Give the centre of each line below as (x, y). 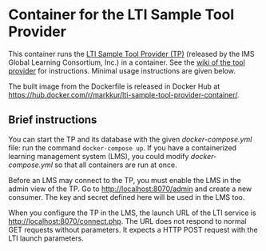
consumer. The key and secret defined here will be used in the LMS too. (127, 197)
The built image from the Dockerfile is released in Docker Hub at (114, 86)
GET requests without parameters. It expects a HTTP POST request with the (133, 229)
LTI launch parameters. (46, 238)
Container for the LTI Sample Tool (121, 15)
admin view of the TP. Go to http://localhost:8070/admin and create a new (130, 189)
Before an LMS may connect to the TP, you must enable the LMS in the (125, 180)
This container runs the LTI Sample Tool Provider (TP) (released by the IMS (131, 54)
